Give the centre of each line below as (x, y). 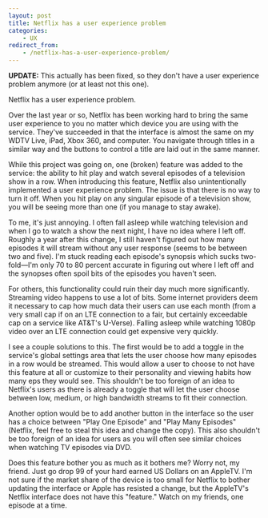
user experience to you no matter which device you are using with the (123, 124)
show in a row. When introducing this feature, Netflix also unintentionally (127, 181)
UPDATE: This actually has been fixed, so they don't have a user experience (134, 76)
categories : (28, 30)
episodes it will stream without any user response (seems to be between (128, 248)
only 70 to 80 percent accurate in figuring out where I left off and (147, 265)
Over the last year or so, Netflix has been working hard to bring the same (128, 115)
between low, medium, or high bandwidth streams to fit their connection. (128, 398)
